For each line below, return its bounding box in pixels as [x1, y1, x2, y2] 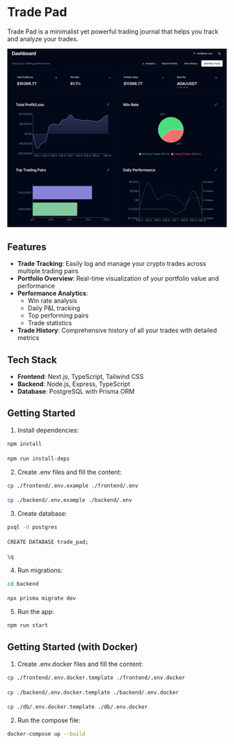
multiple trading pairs [17, 267, 79, 276]
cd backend [7, 580, 39, 587]
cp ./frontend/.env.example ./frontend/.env [7, 482, 139, 489]
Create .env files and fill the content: [17, 468, 122, 476]
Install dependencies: [17, 426, 79, 434]
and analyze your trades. [7, 34, 79, 43]
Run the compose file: [17, 716, 81, 724]
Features [7, 241, 47, 253]
